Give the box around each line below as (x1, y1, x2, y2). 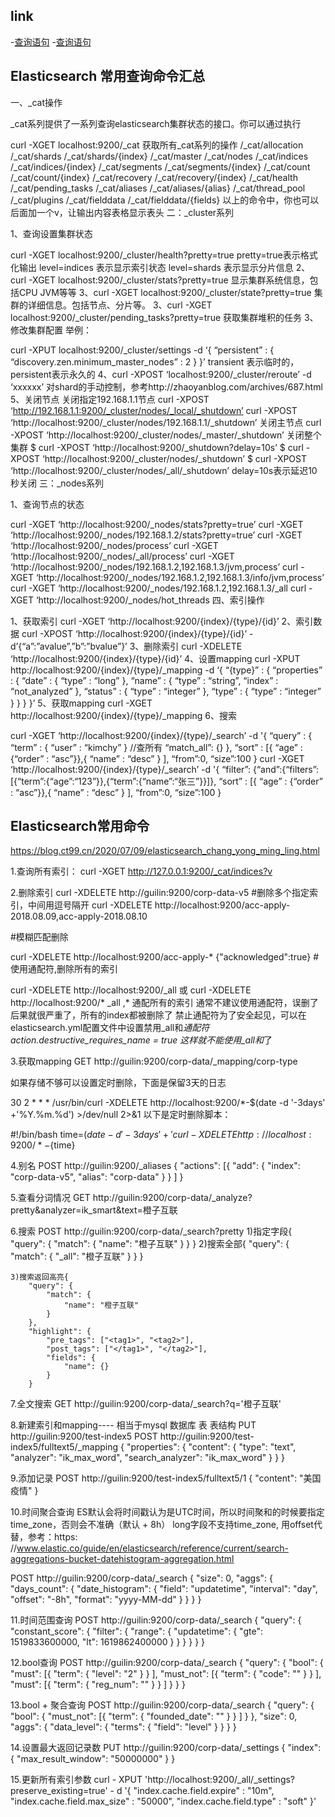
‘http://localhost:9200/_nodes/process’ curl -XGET (10, 539, 219, 551)
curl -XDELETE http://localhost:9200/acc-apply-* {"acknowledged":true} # (10, 951, 320, 963)
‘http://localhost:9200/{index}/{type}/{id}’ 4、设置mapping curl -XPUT (10, 652, 301, 664)
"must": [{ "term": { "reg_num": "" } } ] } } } (10, 1679, 186, 1691)
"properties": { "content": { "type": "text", (126, 1441, 297, 1453)
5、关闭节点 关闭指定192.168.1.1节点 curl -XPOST (10, 393, 210, 405)
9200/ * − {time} (10, 1139, 76, 1151)
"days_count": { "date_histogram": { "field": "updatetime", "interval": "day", (10, 1583, 318, 1595)
